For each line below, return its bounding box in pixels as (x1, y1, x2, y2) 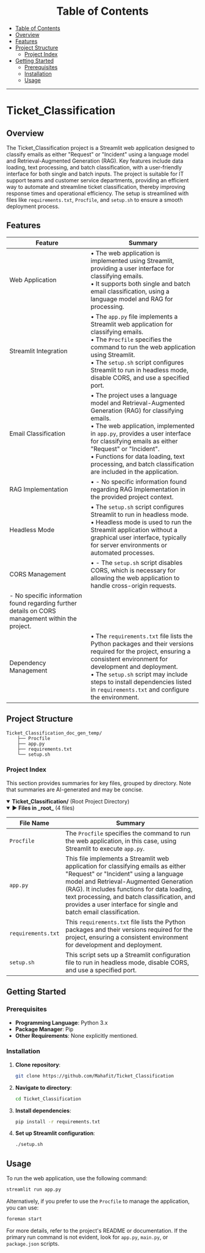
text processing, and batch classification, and (65, 892, 196, 901)
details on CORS (9, 607, 56, 615)
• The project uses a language (90, 391, 178, 399)
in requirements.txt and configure (90, 685, 189, 693)
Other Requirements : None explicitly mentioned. (15, 1032, 138, 1039)
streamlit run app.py (6, 1186, 62, 1193)
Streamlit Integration (9, 347, 68, 355)
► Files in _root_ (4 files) (12, 804, 75, 811)
